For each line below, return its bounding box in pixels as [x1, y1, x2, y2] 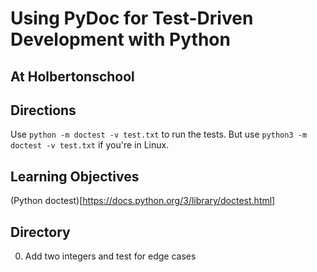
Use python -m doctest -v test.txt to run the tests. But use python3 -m [10, 128, 308, 141]
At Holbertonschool [10, 68, 135, 85]
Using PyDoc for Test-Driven [10, 7, 254, 30]
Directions [10, 102, 77, 119]
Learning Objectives [10, 168, 140, 185]
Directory [10, 223, 71, 241]
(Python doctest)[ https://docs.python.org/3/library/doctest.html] [10, 195, 276, 207]
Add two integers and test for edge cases [24, 250, 197, 262]
